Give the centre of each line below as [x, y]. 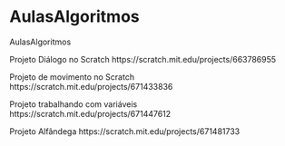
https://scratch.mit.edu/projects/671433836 [91, 86]
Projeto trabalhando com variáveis [74, 104]
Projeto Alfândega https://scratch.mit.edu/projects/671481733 [125, 131]
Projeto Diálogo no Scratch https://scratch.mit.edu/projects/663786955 [143, 59]
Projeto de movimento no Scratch [72, 77]
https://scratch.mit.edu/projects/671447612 [90, 113]
